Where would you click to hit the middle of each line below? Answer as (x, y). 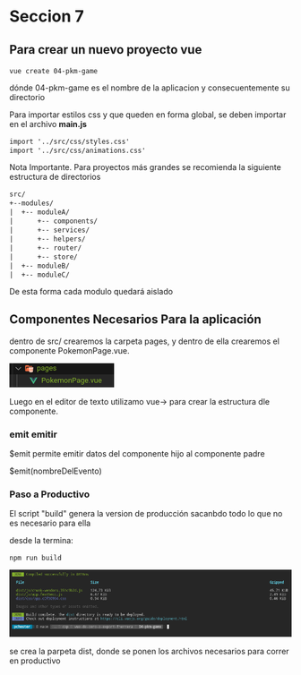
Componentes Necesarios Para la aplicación (135, 320)
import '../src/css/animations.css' (77, 150)
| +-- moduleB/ (39, 266)
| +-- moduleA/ (39, 212)
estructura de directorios (55, 177)
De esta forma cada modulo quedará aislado (91, 291)
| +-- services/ (50, 230)
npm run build (36, 558)
